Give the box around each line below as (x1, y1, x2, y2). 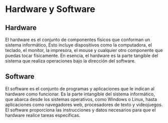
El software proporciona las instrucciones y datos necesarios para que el (5, 106, 156, 113)
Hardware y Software (5, 3, 95, 15)
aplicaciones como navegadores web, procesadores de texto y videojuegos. (5, 101, 163, 107)
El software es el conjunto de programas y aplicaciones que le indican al (5, 85, 154, 91)
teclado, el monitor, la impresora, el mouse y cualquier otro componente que (5, 47, 163, 53)
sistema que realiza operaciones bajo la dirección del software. (5, 58, 136, 63)
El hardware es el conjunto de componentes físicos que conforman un (5, 36, 150, 42)
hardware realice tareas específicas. (5, 112, 80, 118)
